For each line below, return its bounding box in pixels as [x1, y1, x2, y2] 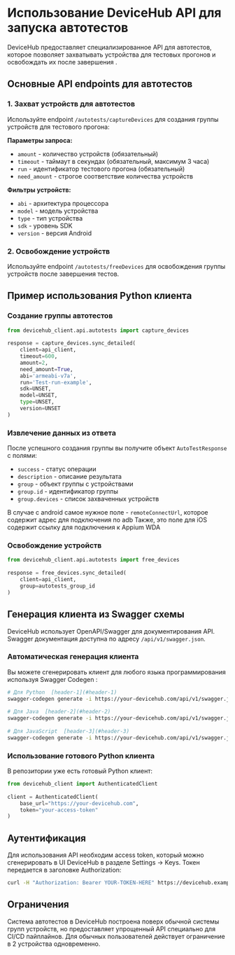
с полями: [7, 452, 37, 460]
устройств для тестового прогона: [7, 123, 110, 131]
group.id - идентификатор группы [17, 487, 119, 496]
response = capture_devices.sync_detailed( [7, 340, 136, 347]
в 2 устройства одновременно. [7, 940, 101, 948]
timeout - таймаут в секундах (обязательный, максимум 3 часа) [17, 157, 210, 165]
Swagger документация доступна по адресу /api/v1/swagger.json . [7, 634, 206, 643]
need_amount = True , [20, 365, 73, 372]
